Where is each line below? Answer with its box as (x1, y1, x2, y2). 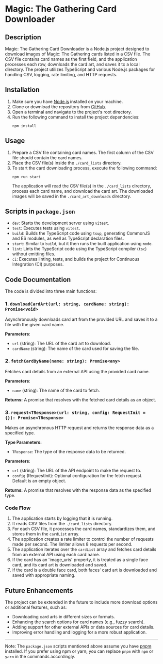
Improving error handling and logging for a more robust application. (12, 630, 147, 635)
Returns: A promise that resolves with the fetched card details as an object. (5, 397, 156, 402)
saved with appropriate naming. (12, 572, 76, 578)
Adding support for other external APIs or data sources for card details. (12, 624, 155, 630)
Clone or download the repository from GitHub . (12, 103, 107, 110)
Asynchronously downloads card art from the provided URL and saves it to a (5, 316, 158, 322)
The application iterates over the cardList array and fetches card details (12, 547, 157, 552)
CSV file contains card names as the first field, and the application (5, 56, 137, 62)
